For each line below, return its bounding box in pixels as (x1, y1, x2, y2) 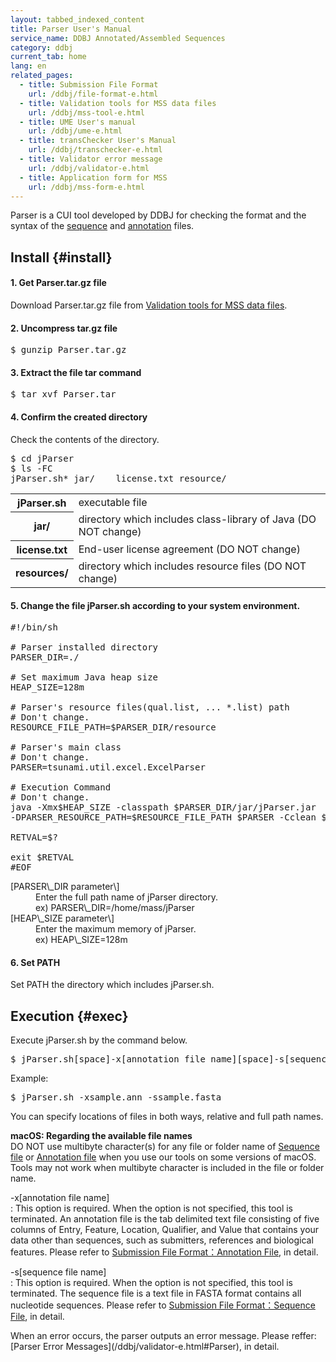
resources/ (15, 566, 69, 580)
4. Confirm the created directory (10, 411, 148, 423)
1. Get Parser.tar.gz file (10, 277, 107, 289)
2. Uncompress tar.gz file (10, 322, 118, 334)
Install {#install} (10, 249, 113, 266)
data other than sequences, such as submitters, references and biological (10, 1234, 314, 1246)
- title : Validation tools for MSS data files (19, 98, 217, 108)
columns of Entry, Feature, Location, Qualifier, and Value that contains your (10, 1224, 320, 1236)
